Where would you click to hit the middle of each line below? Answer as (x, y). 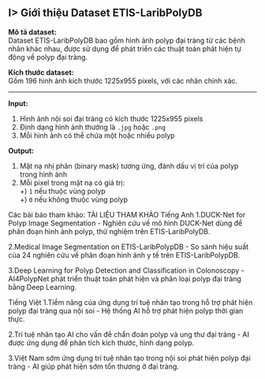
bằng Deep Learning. (43, 287)
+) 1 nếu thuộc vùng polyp (63, 191)
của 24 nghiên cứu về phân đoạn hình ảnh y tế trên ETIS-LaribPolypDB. (124, 255)
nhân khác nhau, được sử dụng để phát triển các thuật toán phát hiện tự (125, 48)
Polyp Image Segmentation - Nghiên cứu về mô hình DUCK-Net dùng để (125, 223)
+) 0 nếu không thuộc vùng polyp (74, 199)
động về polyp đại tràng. (48, 57)
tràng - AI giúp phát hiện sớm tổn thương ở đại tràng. (94, 366)
